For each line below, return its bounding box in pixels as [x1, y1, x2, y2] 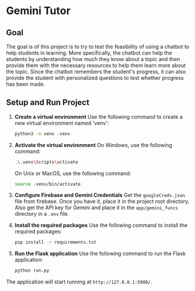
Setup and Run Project [6, 98, 90, 108]
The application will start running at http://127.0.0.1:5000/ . [6, 278, 153, 286]
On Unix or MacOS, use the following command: [14, 169, 132, 177]
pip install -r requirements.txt [14, 239, 97, 245]
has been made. [6, 81, 45, 88]
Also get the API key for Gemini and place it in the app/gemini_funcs [14, 204, 178, 211]
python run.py [14, 267, 49, 274]
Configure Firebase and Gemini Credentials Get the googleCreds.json [14, 192, 186, 199]
